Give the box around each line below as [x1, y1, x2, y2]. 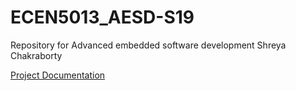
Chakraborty [10, 49, 63, 61]
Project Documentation [10, 69, 106, 81]
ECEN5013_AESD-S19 [10, 6, 195, 29]
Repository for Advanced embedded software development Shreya [10, 39, 287, 51]
